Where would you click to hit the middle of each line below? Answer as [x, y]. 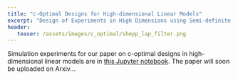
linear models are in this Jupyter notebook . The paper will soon [137, 62]
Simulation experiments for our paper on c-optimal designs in [97, 54]
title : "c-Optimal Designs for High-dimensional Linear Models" [105, 14]
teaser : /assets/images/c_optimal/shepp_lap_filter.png [102, 34]
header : [19, 27]
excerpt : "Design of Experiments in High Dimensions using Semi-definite [119, 21]
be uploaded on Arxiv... [42, 69]
